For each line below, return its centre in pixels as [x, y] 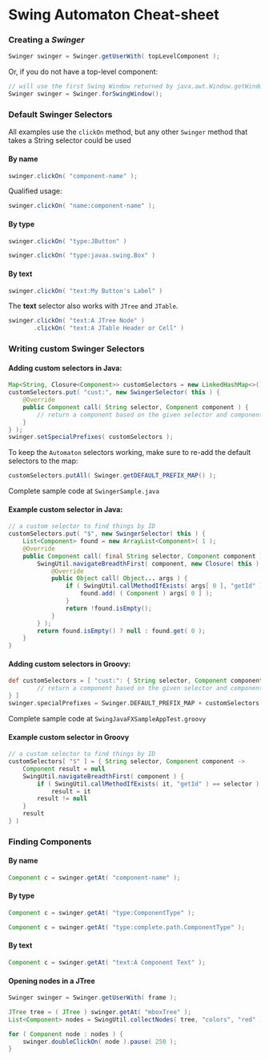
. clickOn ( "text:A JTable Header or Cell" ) [108, 328]
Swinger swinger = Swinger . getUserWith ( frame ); [93, 998]
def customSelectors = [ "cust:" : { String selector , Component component [136, 681]
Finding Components [50, 842]
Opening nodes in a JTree [52, 981]
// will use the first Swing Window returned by [91, 87]
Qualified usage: [35, 191]
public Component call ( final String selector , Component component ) [143, 556]
